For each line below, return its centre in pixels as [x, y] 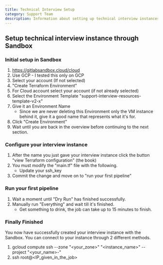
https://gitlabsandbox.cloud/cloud [46, 70]
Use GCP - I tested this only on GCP [48, 75]
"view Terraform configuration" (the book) [54, 160]
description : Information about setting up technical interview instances [82, 18]
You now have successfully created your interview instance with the [73, 232]
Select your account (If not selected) [49, 81]
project [19, 252]
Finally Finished [24, 222]
